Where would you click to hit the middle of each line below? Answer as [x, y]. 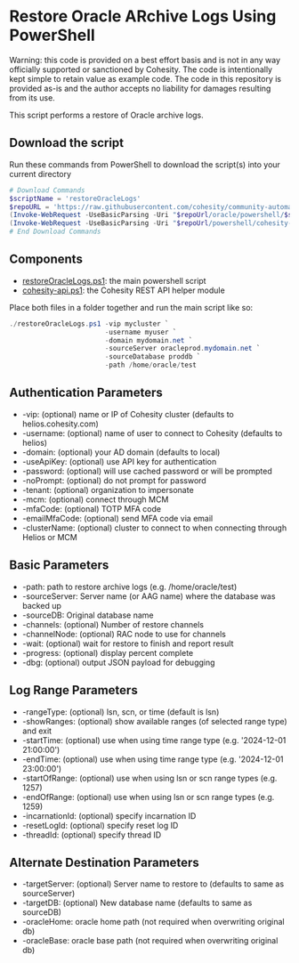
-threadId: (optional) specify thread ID [92, 835]
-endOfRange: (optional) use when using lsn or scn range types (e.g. [148, 797]
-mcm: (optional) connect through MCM [95, 499]
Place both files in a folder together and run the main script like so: [131, 307]
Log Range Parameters [73, 690]
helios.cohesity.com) [61, 424]
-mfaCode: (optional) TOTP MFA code [92, 508]
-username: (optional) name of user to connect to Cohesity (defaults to [152, 433]
